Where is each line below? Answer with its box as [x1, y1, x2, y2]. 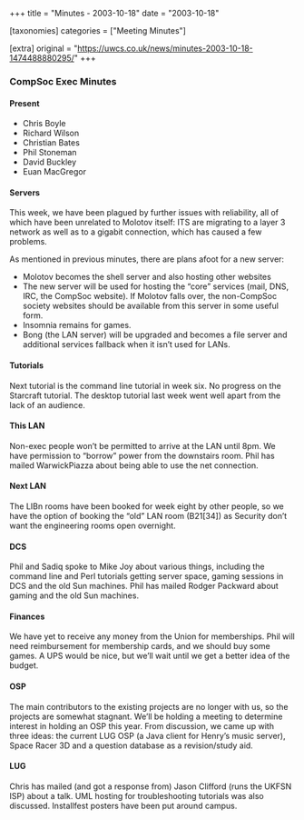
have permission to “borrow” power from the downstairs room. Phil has [9, 450, 275, 461]
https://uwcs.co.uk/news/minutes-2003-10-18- [76, 43, 253, 54]
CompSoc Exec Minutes [9, 75, 117, 87]
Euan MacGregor [22, 166, 86, 177]
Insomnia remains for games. [22, 320, 132, 331]
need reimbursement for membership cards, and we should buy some [9, 641, 270, 652]
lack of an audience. [9, 399, 86, 410]
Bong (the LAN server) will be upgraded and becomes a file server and [22, 329, 288, 340]
